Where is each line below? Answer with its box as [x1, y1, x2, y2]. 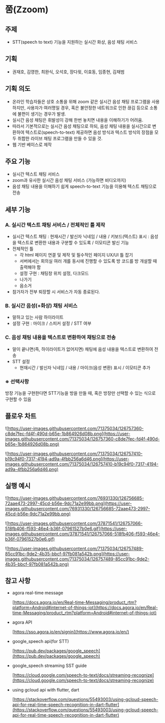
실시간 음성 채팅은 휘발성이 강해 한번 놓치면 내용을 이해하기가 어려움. [12, 117, 143, 123]
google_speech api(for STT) [12, 638, 69, 644]
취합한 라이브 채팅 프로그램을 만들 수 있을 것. [17, 135, 103, 141]
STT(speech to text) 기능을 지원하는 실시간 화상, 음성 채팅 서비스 [12, 39, 138, 45]
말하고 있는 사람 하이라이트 [12, 315, 64, 320]
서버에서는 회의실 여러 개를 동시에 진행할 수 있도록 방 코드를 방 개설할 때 [19, 258, 157, 264]
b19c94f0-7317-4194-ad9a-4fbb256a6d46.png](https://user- [5, 456, 130, 462]
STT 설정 [12, 358, 30, 364]
